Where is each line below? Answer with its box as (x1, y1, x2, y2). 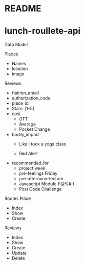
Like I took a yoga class (19, 141, 66, 147)
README (4, 3, 42, 14)
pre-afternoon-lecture (19, 176, 64, 182)
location (11, 66, 28, 72)
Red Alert (19, 150, 38, 157)
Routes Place (4, 195, 31, 201)
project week (19, 165, 45, 171)
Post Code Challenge (19, 186, 62, 192)
